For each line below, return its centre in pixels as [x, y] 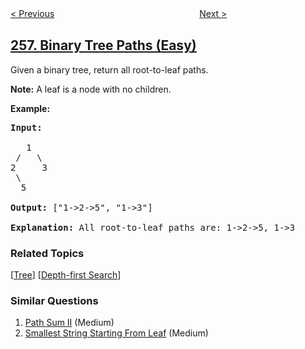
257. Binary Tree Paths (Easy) [103, 45]
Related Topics [47, 253]
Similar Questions [54, 301]
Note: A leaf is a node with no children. [91, 89]
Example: [30, 108]
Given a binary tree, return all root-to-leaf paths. [109, 69]
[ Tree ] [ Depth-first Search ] [66, 275]
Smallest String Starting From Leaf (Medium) [116, 333]
